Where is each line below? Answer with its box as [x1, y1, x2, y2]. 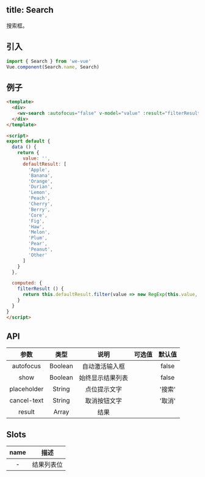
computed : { [12, 280, 43, 286]
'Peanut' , [28, 246, 53, 253]
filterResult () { [17, 286, 64, 292]
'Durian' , [28, 183, 53, 190]
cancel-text [9, 396, 44, 405]
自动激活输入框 [82, 362, 125, 371]
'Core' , [28, 212, 48, 218]
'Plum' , [28, 235, 48, 241]
